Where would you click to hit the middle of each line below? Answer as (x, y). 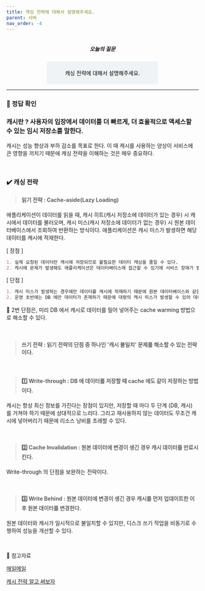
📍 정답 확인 (21, 104)
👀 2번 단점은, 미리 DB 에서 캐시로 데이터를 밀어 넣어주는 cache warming (93, 310)
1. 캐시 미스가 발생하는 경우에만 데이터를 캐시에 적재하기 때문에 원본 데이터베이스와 (98, 292)
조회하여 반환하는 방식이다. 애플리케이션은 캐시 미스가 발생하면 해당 (117, 230)
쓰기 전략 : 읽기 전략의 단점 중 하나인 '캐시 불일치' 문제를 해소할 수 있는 (103, 344)
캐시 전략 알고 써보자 (31, 582)
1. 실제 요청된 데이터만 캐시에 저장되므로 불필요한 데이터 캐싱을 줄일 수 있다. (92, 262)
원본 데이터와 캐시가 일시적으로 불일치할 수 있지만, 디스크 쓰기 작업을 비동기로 (98, 523)
